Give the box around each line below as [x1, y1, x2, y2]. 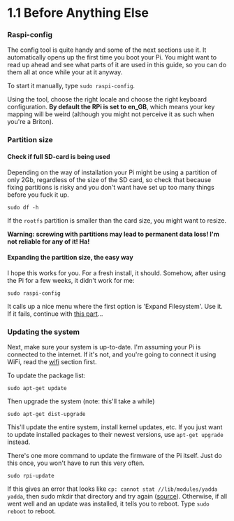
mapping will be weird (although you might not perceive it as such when [7, 110, 214, 118]
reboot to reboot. [7, 507, 56, 515]
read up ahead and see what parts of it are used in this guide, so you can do [7, 61, 227, 69]
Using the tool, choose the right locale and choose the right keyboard [7, 95, 207, 104]
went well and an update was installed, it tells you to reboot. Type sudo [7, 499, 210, 508]
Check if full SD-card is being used [7, 153, 110, 160]
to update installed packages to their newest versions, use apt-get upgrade [7, 431, 224, 439]
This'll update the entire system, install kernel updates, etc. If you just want [7, 423, 223, 431]
